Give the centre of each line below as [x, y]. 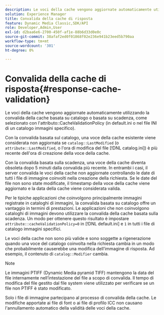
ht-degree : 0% [20, 50]
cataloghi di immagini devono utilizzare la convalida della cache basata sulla [82, 213]
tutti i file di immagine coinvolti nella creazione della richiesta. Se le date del [81, 178]
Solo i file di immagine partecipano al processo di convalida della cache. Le [81, 298]
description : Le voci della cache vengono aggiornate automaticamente [78, 9]
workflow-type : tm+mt [27, 41]
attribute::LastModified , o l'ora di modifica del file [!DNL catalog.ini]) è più [81, 148]
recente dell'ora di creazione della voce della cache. [58, 153]
